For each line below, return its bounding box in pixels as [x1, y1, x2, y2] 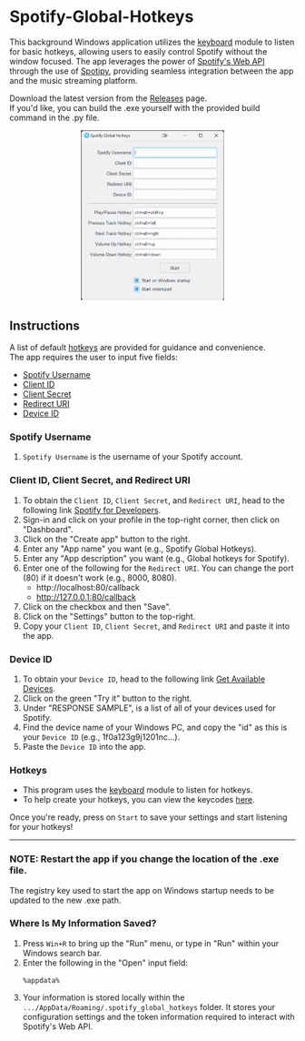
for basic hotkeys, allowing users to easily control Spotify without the [9, 45, 268, 56]
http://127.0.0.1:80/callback [35, 591, 136, 602]
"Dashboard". [22, 523, 74, 534]
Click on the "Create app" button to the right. [22, 533, 191, 544]
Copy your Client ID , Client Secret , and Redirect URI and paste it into [22, 621, 290, 632]
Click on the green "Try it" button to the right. [22, 692, 192, 703]
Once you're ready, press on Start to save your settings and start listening [9, 812, 288, 823]
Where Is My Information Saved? [9, 917, 157, 930]
